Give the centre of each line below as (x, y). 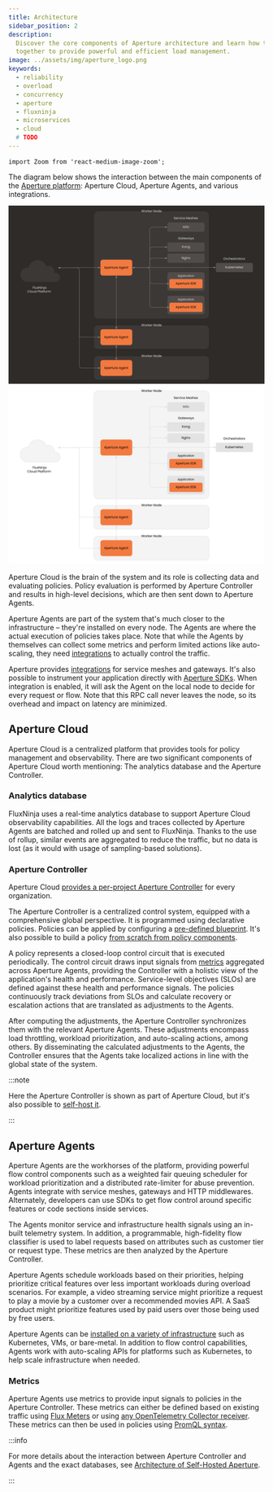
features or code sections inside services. (78, 1209)
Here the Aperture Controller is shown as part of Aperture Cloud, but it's (129, 1096)
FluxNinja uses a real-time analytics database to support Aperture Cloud (129, 814)
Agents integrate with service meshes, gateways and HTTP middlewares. (131, 1191)
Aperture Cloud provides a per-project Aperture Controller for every (122, 887)
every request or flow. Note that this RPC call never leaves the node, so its (132, 695)
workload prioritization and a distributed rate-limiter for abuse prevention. (132, 1183)
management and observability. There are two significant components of (130, 757)
